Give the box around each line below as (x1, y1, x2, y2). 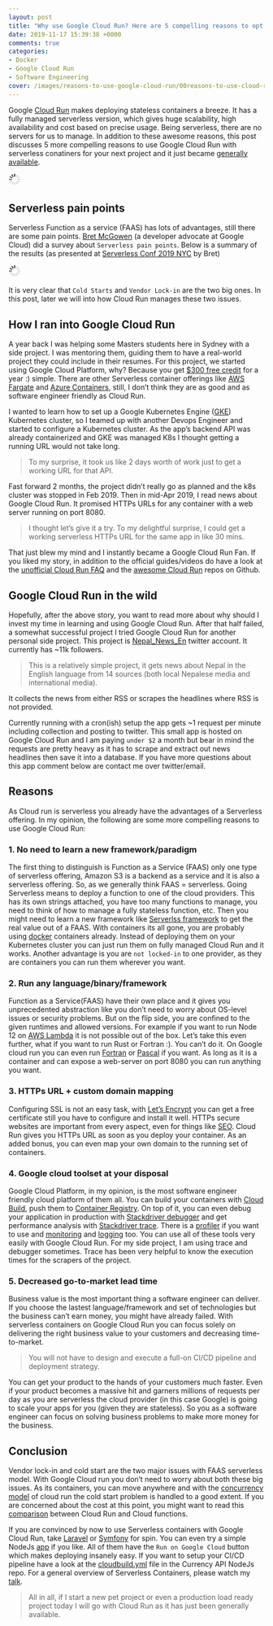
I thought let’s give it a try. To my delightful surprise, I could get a (28, 523, 246, 533)
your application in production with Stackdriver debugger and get (8, 1212, 227, 1222)
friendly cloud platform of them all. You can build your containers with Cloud (8, 1195, 264, 1205)
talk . (8, 1576, 23, 1586)
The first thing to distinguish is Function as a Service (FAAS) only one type (8, 862, 258, 872)
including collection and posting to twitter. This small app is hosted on (8, 726, 242, 736)
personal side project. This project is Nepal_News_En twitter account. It (8, 636, 248, 646)
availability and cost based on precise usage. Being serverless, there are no (8, 122, 262, 132)
